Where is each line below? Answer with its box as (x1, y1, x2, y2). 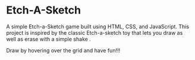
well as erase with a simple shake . (6, 35, 91, 42)
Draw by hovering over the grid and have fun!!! (6, 46, 121, 54)
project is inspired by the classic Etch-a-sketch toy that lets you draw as (6, 29, 183, 36)
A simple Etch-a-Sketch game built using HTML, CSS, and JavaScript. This (6, 23, 189, 30)
